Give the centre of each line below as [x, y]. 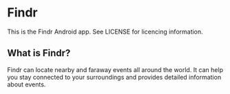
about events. [27, 84]
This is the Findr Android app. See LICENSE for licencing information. [105, 32]
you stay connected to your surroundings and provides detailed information [114, 77]
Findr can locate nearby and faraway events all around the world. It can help [115, 69]
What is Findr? [39, 53]
